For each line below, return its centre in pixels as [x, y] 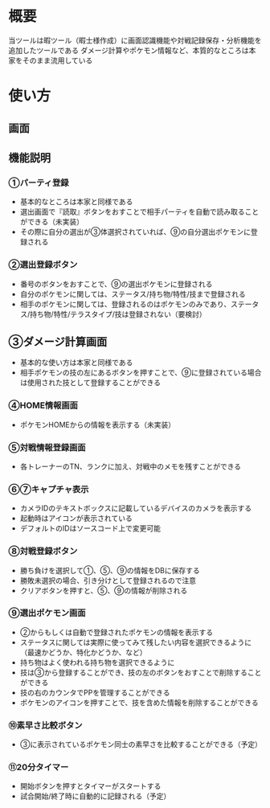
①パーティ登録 [39, 183]
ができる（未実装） [52, 222]
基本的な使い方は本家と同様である [76, 363]
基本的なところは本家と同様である [76, 202]
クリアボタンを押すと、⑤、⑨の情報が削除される [104, 590]
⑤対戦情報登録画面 [47, 447]
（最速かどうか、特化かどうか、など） [83, 652]
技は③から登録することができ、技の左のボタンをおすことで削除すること [141, 672]
